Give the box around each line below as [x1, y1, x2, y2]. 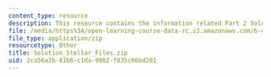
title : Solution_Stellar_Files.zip [8, 49, 128, 57]
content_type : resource [8, 11, 89, 20]
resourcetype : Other [8, 42, 78, 50]
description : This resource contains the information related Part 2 [8, 19, 248, 27]
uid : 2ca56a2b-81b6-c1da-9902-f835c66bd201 [8, 57, 157, 65]
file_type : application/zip [8, 34, 103, 43]
